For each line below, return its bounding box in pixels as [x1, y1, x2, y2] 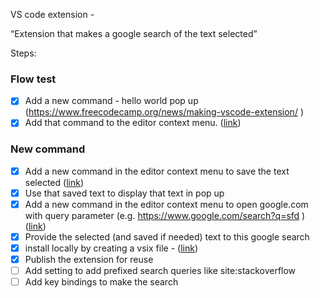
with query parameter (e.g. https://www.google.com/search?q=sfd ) [24, 209, 306, 221]
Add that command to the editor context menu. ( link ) [24, 117, 242, 129]
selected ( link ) [24, 176, 84, 188]
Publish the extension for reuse [24, 254, 154, 266]
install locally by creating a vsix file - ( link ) [24, 242, 198, 254]
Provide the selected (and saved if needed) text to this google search [24, 230, 310, 243]
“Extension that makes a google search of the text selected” [10, 28, 258, 39]
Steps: [10, 47, 37, 59]
